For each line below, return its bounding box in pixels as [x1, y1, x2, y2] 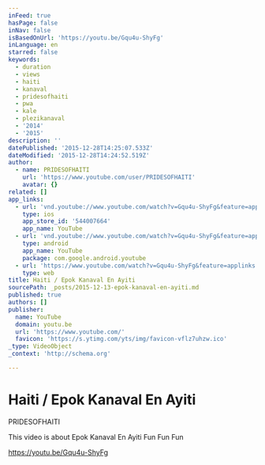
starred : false [8, 48, 58, 56]
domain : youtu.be [15, 320, 73, 328]
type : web [22, 269, 55, 277]
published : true [8, 291, 62, 299]
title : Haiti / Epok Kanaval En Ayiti [8, 276, 136, 285]
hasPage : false [8, 19, 58, 27]
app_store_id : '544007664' [22, 217, 111, 225]
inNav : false [8, 26, 51, 34]
